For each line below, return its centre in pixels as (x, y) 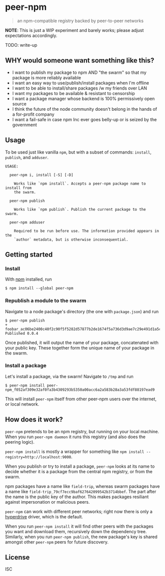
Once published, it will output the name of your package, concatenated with (82, 342)
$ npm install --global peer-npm (39, 288)
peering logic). (20, 442)
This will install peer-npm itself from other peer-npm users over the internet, (81, 399)
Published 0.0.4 (22, 333)
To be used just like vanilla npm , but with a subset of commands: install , (78, 152)
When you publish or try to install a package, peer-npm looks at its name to (80, 466)
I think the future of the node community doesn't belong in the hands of (84, 109)
